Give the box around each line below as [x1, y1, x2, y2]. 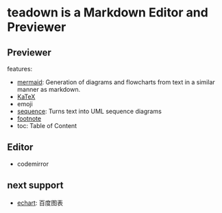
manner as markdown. [16, 86, 81, 93]
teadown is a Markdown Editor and [7, 5, 209, 21]
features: [7, 65, 33, 73]
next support [7, 179, 64, 191]
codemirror [16, 160, 49, 168]
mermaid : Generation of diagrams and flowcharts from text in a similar [16, 78, 216, 86]
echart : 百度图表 [16, 199, 64, 207]
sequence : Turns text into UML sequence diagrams [16, 108, 162, 115]
